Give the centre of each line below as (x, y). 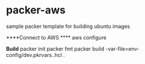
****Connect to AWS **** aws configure (56, 37)
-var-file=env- (122, 49)
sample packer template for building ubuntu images (68, 26)
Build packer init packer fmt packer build (55, 49)
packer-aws (36, 10)
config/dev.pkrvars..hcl (34, 55)
